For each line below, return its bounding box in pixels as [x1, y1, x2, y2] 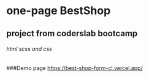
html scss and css [6, 45, 52, 53]
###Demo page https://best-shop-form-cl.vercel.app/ [6, 64, 143, 71]
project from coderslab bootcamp [6, 28, 138, 39]
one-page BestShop [6, 4, 111, 18]
